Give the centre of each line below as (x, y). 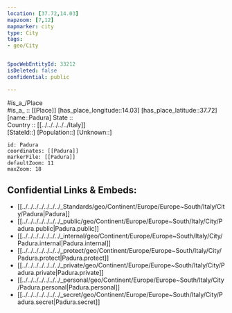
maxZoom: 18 (24, 169)
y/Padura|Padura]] (44, 214)
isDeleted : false (32, 70)
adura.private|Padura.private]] (60, 273)
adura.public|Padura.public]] (58, 229)
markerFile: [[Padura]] (42, 157)
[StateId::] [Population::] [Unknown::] (60, 132)
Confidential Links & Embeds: (72, 190)
